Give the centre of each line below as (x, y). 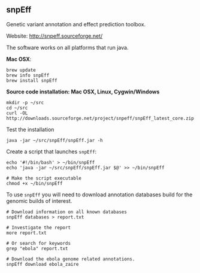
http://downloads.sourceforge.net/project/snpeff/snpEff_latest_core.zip (100, 118)
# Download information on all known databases (67, 212)
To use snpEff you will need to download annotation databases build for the (99, 195)
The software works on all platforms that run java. (67, 47)
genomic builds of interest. (39, 201)
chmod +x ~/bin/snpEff (34, 183)
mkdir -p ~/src (25, 102)
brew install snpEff (32, 80)
